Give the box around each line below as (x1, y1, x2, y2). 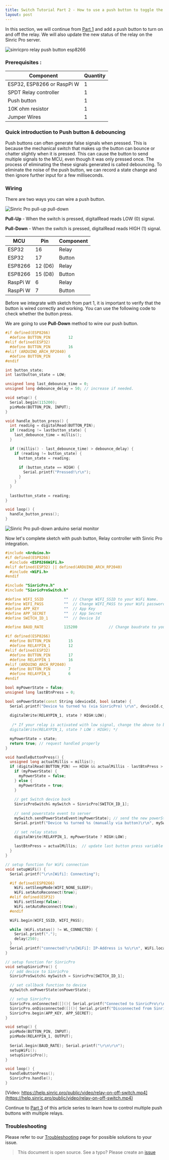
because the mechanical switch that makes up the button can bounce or (5, 145, 155, 151)
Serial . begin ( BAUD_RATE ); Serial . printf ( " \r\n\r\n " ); (10, 1043, 125, 1048)
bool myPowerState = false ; (5, 685, 64, 691)
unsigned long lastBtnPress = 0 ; (5, 690, 75, 695)
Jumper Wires (8, 113, 41, 120)
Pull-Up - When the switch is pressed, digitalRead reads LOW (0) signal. (5, 216, 155, 222)
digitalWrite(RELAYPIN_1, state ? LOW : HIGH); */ (10, 727, 118, 732)
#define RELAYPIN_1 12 (10, 643, 73, 649)
